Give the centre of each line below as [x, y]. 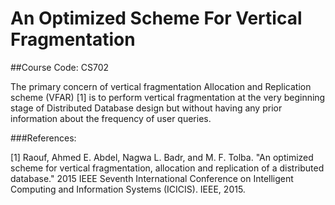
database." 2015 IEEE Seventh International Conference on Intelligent [152, 178]
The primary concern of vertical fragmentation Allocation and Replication [161, 86]
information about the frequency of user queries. [111, 118]
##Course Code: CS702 [60, 67]
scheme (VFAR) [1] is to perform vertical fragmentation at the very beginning [168, 97]
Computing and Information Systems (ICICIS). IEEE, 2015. [128, 189]
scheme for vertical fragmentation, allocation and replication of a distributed [167, 168]
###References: [43, 138]
